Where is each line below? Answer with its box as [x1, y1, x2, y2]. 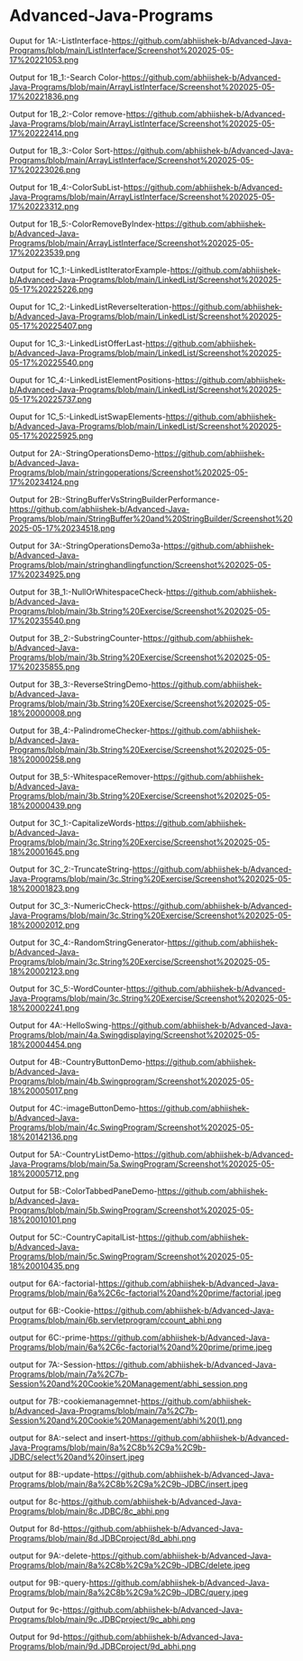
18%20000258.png [9, 754, 81, 765]
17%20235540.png [9, 615, 81, 626]
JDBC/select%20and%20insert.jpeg [9, 1451, 145, 1462]
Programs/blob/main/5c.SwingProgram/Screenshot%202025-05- [9, 1251, 254, 1262]
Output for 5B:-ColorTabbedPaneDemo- [9, 1185, 158, 1196]
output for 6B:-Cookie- [9, 1305, 95, 1316]
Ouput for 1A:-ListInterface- [9, 35, 113, 46]
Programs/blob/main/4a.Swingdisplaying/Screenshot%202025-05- [9, 1029, 260, 1040]
